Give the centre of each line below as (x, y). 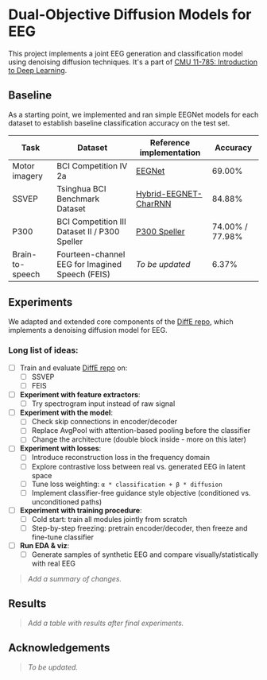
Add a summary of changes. (74, 579)
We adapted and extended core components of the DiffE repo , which (121, 321)
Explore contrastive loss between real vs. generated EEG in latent (139, 466)
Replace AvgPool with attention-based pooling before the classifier (141, 431)
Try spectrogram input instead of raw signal (103, 404)
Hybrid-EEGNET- (169, 194)
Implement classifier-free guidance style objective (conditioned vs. (141, 493)
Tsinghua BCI (81, 188)
